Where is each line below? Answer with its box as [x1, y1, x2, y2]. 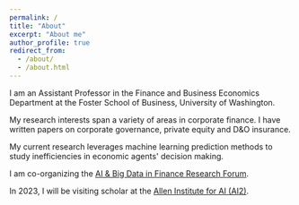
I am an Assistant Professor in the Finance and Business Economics [9, 87, 260, 98]
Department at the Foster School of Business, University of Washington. [9, 97, 276, 107]
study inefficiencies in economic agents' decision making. [9, 150, 224, 161]
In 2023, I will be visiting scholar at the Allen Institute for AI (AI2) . [9, 185, 250, 196]
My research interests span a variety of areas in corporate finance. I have [9, 114, 281, 125]
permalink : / [9, 13, 58, 22]
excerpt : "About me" [9, 30, 87, 38]
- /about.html [17, 64, 70, 73]
